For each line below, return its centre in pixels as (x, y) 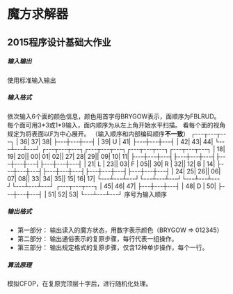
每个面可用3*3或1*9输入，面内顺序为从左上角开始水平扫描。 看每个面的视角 (116, 125)
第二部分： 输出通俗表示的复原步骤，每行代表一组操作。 (97, 239)
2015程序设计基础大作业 (59, 42)
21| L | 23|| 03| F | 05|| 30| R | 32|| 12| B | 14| (151, 164)
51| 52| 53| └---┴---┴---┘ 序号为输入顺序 (107, 194)
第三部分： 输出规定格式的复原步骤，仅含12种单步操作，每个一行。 (113, 247)
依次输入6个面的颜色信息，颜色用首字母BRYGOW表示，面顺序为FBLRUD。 (114, 116)
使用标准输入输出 (32, 80)
